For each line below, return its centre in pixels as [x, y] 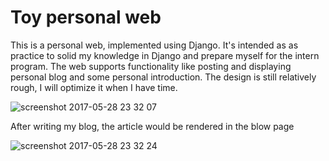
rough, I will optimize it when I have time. [94, 87]
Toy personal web [86, 17]
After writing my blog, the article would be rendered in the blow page [152, 126]
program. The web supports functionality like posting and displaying [151, 66]
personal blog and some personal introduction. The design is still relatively [163, 77]
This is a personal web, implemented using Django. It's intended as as [154, 45]
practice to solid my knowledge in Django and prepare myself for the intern [165, 55]
